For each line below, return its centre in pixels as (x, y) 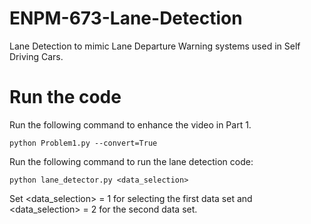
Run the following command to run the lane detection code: (131, 161)
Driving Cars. (36, 56)
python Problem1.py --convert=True (83, 143)
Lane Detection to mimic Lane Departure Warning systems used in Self (155, 46)
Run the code (65, 97)
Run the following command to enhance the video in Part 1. (130, 124)
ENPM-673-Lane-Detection (126, 18)
